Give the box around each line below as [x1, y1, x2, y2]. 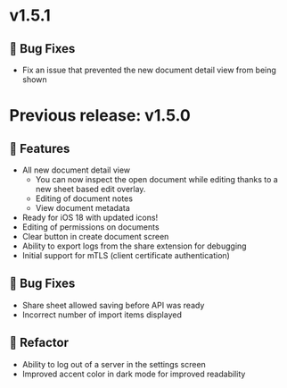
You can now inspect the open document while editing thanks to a [35, 174, 278, 184]
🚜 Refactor [9, 335, 70, 350]
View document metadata [35, 203, 131, 213]
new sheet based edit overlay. [35, 184, 146, 194]
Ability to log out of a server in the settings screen [21, 358, 207, 369]
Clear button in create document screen [21, 232, 169, 241]
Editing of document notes [35, 193, 134, 204]
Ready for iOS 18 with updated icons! [21, 212, 159, 223]
